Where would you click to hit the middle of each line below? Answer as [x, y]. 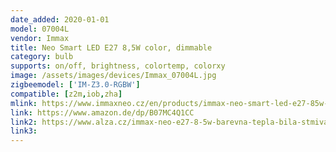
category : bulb [42, 57]
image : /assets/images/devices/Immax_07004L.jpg [113, 76]
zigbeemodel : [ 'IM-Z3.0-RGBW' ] [75, 85]
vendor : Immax [40, 38]
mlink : [24, 103]
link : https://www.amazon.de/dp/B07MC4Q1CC [102, 112]
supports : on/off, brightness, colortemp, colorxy [118, 66]
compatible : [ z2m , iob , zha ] [66, 94]
